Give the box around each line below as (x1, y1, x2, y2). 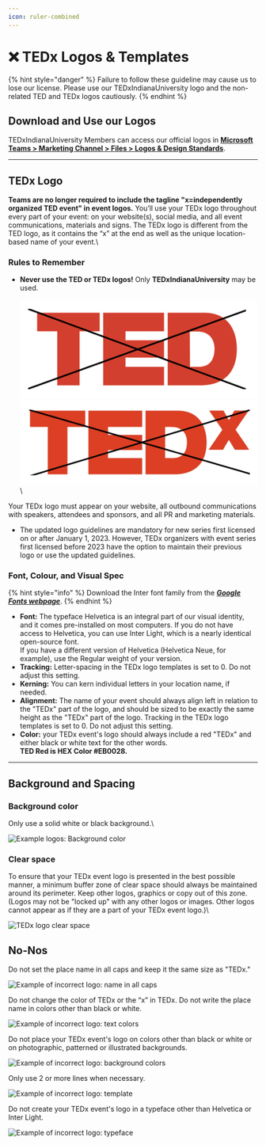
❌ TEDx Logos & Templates (8, 48, 189, 66)
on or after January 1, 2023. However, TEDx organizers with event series (19, 534, 256, 542)
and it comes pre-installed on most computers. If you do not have (19, 620, 234, 630)
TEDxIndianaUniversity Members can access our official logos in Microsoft (8, 135, 253, 145)
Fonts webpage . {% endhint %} (8, 596, 112, 606)
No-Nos (8, 943, 48, 957)
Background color (8, 801, 79, 812)
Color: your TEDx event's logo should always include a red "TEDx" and (19, 729, 252, 740)
